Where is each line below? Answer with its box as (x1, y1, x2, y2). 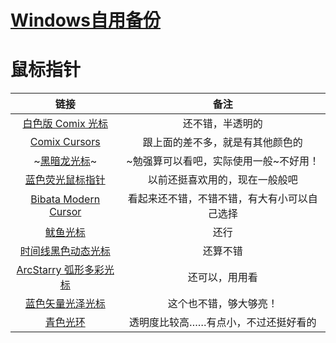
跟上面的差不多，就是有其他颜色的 (142, 136, 303, 150)
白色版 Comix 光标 (22, 117, 108, 131)
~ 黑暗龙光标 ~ (33, 154, 98, 168)
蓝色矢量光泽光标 (24, 297, 106, 311)
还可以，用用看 (187, 271, 258, 285)
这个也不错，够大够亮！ (167, 297, 278, 311)
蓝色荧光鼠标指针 (24, 173, 106, 187)
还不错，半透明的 (182, 117, 263, 131)
